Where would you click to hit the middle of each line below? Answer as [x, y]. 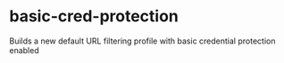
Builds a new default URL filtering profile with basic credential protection [142, 41]
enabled [24, 50]
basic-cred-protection [94, 16]
